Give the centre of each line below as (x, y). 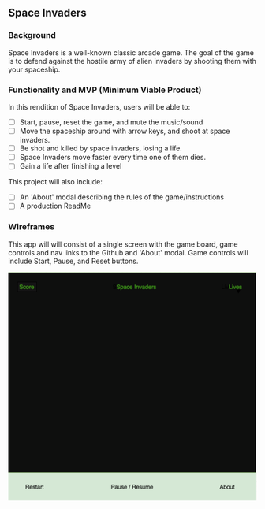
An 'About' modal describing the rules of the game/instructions (122, 197)
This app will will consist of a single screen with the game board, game (123, 244)
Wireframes (32, 227)
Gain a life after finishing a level (71, 166)
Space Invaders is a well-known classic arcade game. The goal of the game (131, 52)
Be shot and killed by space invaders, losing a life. (101, 148)
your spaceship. (34, 69)
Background (32, 35)
